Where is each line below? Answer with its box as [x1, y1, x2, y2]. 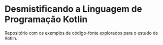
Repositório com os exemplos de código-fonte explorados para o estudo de [4, 30, 159, 36]
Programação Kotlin [4, 14, 88, 25]
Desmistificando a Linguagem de [4, 3, 142, 15]
